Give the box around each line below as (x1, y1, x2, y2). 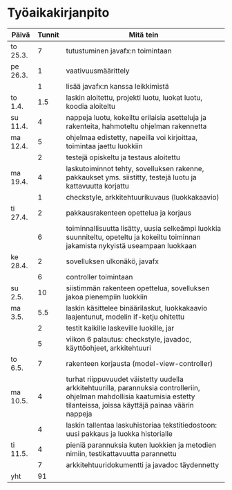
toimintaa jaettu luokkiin (66, 141, 143, 150)
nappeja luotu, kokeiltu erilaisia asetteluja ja (66, 112, 207, 122)
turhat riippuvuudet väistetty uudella (66, 374, 184, 384)
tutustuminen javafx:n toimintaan (66, 46, 172, 55)
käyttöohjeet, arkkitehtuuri (66, 343, 152, 353)
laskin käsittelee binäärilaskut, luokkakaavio (66, 303, 208, 313)
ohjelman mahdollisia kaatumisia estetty (66, 392, 195, 401)
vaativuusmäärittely (66, 66, 130, 76)
